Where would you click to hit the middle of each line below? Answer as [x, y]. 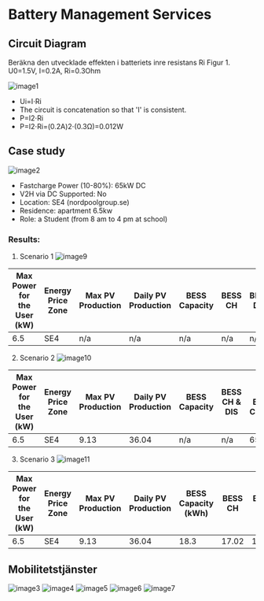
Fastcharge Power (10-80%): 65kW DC [82, 185]
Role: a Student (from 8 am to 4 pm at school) [93, 219]
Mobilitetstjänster [53, 569]
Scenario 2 [37, 358]
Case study [37, 151]
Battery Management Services [110, 15]
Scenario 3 [37, 459]
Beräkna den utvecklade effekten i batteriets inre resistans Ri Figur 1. [119, 62]
